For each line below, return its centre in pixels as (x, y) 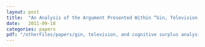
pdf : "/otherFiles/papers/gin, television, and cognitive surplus (92, 35)
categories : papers (31, 29)
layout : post (23, 12)
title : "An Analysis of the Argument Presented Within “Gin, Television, (103, 18)
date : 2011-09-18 (31, 23)
